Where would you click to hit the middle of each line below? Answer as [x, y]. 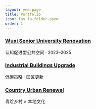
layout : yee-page [23, 10]
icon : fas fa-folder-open [32, 19]
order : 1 [14, 24]
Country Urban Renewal [35, 90]
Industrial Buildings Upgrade [40, 65]
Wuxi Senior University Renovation [48, 41]
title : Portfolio [23, 14]
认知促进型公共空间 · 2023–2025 [38, 52]
